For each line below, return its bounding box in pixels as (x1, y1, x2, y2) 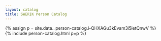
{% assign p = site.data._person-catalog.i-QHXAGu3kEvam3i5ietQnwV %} (5, 25, 157, 31)
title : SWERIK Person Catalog (5, 12, 67, 17)
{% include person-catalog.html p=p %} (5, 30, 87, 36)
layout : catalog (5, 7, 38, 12)
